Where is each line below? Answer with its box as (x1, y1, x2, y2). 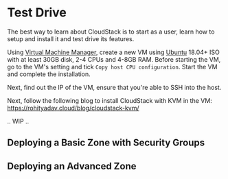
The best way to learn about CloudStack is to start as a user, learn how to (7, 27, 215, 36)
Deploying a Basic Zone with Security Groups (7, 137, 205, 149)
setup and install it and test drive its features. (7, 34, 135, 43)
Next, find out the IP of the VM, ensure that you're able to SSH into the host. (7, 83, 222, 91)
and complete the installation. (7, 70, 91, 78)
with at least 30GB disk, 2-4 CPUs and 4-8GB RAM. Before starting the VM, (7, 55, 221, 63)
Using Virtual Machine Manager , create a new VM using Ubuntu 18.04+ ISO (7, 48, 220, 56)
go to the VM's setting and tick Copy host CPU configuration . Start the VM (7, 62, 218, 71)
